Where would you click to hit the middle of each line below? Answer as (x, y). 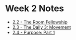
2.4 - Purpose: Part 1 (34, 32)
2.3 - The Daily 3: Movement (41, 27)
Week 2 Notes (35, 9)
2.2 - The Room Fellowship (40, 22)
